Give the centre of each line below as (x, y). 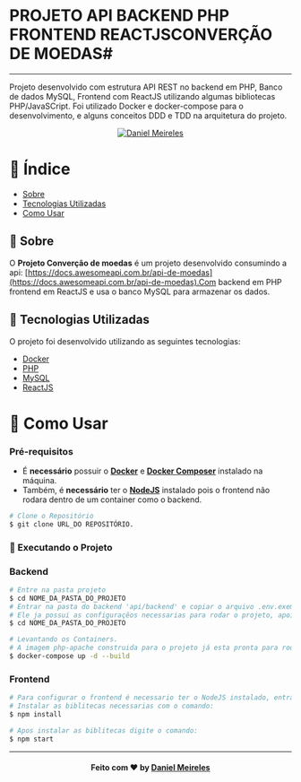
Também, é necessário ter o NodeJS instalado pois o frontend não (146, 490)
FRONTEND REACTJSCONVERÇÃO (141, 35)
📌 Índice (40, 169)
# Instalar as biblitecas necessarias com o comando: (112, 706)
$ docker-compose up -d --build (69, 656)
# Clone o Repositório (52, 516)
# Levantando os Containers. (64, 639)
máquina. (39, 480)
